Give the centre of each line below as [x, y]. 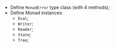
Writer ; [25, 23]
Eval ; [23, 18]
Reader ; [25, 29]
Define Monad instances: [37, 13]
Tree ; [23, 40]
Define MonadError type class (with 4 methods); [60, 7]
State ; [24, 34]
